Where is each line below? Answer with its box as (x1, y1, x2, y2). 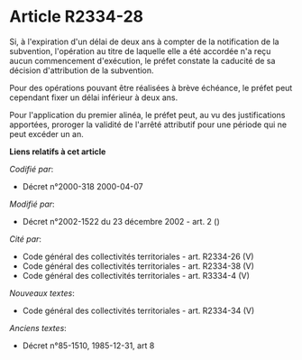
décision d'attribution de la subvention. (9, 65, 155, 76)
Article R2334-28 (9, 6, 144, 27)
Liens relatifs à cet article (9, 146, 106, 157)
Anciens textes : (9, 322, 68, 333)
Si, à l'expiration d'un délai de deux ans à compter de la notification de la (9, 36, 279, 47)
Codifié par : (9, 163, 54, 174)
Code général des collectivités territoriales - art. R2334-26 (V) (22, 251, 254, 262)
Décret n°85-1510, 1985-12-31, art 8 (22, 340, 155, 351)
